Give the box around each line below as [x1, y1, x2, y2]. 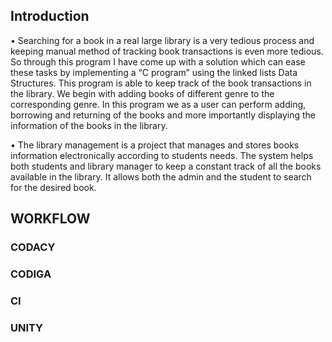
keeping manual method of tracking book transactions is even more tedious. [10, 45, 324, 57]
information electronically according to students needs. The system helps [10, 149, 314, 161]
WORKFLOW [10, 210, 91, 228]
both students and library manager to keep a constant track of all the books [10, 160, 322, 172]
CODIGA [10, 267, 52, 281]
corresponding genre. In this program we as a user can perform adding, [10, 98, 307, 110]
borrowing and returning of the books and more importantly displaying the [10, 109, 316, 121]
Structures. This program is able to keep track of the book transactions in [10, 77, 312, 89]
